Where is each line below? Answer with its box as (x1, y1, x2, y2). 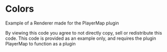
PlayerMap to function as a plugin (5, 40, 76, 46)
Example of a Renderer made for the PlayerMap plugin (5, 20, 119, 26)
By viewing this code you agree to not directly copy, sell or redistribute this (5, 30, 162, 36)
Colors (5, 3, 34, 15)
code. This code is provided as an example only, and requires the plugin (5, 35, 156, 41)
